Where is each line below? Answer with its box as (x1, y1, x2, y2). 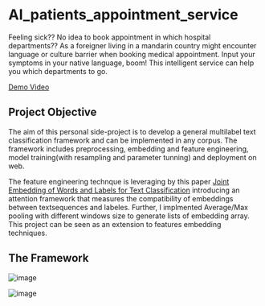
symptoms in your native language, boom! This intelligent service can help (8, 58, 255, 68)
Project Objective (8, 105, 97, 119)
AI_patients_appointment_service (8, 6, 238, 24)
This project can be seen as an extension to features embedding (8, 219, 222, 229)
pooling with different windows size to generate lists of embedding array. (8, 211, 251, 221)
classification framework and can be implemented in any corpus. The (8, 135, 238, 145)
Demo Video (8, 82, 50, 92)
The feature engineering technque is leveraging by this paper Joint (8, 176, 230, 186)
